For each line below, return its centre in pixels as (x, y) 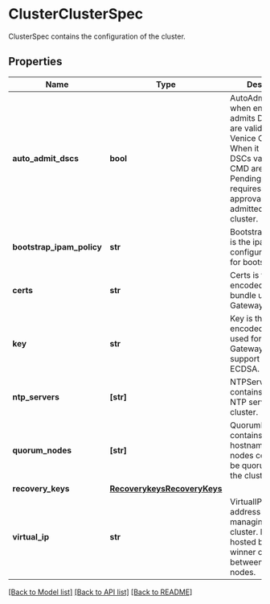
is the (240, 242)
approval (247, 198)
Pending (246, 178)
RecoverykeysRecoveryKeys (166, 488)
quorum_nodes (42, 450)
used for (246, 338)
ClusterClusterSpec (76, 14)
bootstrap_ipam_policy (57, 246)
